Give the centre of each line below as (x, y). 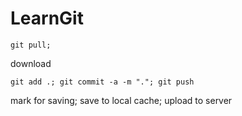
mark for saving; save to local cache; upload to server (121, 100)
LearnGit (47, 18)
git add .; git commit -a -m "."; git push (102, 82)
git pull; (31, 45)
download (31, 63)
